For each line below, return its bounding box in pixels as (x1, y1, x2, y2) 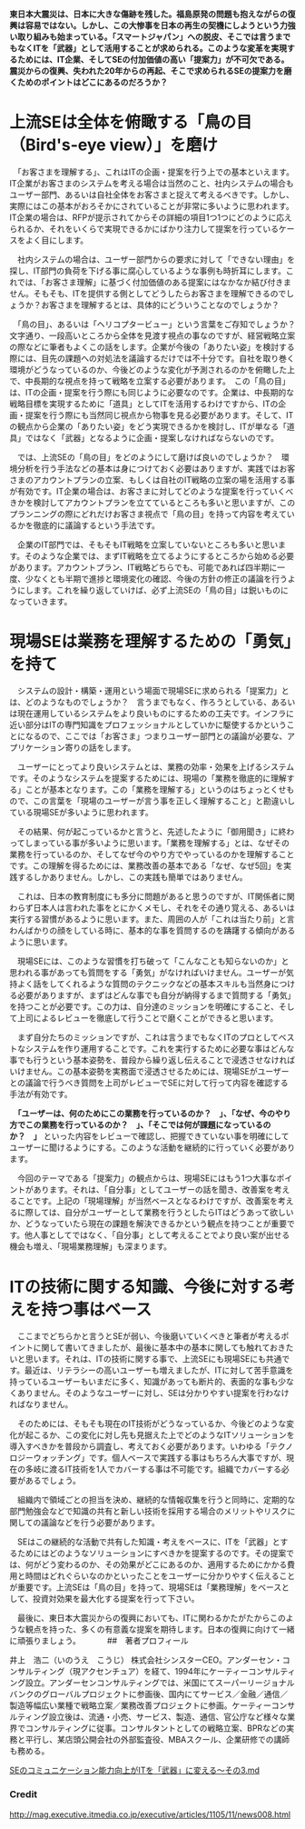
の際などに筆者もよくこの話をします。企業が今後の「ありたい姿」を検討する (9, 341, 295, 352)
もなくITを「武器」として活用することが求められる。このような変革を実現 (9, 42, 288, 54)
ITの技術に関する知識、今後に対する (9, 1276, 280, 1297)
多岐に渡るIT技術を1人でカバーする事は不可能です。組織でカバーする (25, 1464, 282, 1474)
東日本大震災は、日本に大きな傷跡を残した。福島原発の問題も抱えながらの (9, 8, 288, 19)
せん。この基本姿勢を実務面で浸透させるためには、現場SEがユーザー (33, 1066, 290, 1077)
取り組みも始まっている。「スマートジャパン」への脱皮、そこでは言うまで (16, 31, 291, 42)
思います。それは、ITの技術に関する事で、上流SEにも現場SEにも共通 (25, 1354, 282, 1364)
